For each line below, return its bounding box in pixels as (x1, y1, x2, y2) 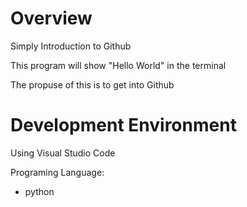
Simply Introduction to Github (10, 40, 132, 52)
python (24, 185, 55, 197)
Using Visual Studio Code (10, 147, 116, 159)
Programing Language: (10, 166, 105, 178)
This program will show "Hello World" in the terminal (10, 59, 227, 71)
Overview (10, 7, 93, 30)
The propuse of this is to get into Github (10, 78, 175, 91)
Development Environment (10, 114, 237, 137)
